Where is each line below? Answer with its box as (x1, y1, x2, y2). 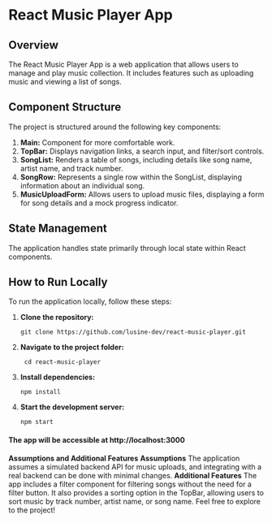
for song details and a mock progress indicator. (19, 197, 179, 208)
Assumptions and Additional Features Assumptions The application (8, 453, 240, 463)
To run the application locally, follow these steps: (8, 296, 172, 306)
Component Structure (8, 100, 122, 115)
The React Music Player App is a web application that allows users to (8, 59, 240, 69)
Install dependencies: (19, 372, 96, 383)
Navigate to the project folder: (19, 343, 124, 352)
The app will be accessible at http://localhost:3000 (8, 435, 185, 445)
